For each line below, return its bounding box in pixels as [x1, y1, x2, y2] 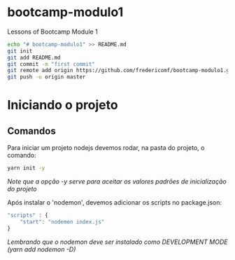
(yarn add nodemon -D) [7, 245, 76, 253]
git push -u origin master [7, 74, 86, 81]
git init [7, 47, 33, 55]
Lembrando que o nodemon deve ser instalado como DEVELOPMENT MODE [7, 238, 228, 246]
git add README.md [7, 54, 61, 61]
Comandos [7, 125, 56, 137]
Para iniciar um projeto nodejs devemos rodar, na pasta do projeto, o [7, 144, 205, 152]
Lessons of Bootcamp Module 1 [7, 27, 98, 36]
